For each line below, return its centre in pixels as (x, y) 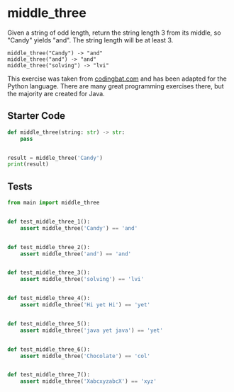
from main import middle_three (54, 203)
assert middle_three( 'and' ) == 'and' (76, 254)
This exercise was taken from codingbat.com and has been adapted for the (117, 79)
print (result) (28, 164)
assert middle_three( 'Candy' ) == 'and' (79, 228)
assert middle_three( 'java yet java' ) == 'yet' (91, 330)
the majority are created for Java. (56, 93)
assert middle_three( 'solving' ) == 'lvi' (82, 279)
